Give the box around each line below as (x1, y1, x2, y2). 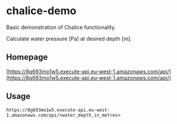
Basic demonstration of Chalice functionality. (6, 24, 116, 31)
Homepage (6, 52, 48, 63)
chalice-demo (6, 4, 77, 18)
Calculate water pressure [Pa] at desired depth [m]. (6, 35, 132, 42)
